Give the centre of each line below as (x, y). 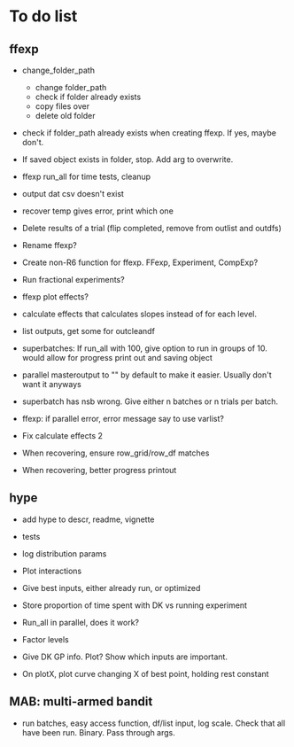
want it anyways (51, 384)
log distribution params (64, 553)
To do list (43, 16)
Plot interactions (52, 571)
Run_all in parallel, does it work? (81, 622)
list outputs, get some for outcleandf (88, 331)
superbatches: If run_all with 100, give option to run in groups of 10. (145, 348)
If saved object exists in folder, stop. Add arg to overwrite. (128, 160)
